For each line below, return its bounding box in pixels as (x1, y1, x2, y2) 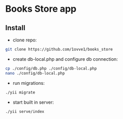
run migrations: (12, 80, 45, 86)
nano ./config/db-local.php (5, 70, 65, 76)
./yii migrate (5, 90, 36, 95)
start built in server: (12, 99, 54, 105)
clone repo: (12, 37, 37, 43)
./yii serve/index (5, 109, 44, 114)
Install (5, 23, 26, 32)
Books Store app (5, 3, 77, 15)
